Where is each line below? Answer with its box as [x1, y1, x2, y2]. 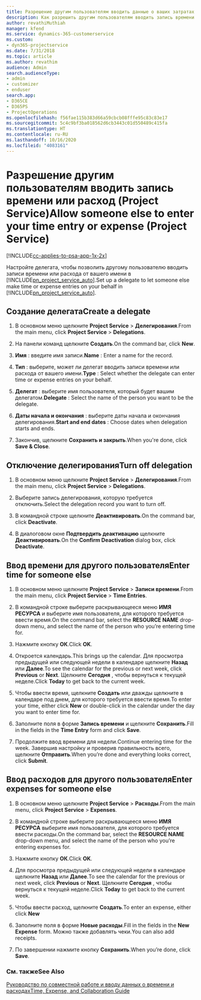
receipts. [14, 934, 37, 941]
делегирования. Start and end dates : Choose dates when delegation [14, 418, 187, 426]
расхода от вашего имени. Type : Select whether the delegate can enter [14, 370, 195, 377]
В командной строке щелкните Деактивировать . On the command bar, [14, 512, 196, 519]
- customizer [6, 82, 39, 88]
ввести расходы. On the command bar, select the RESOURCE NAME [14, 830, 185, 838]
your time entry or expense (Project [6, 219, 187, 233]
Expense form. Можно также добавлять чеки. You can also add [14, 927, 175, 935]
